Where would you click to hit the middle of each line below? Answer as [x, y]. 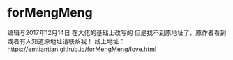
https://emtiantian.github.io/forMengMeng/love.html [82, 49]
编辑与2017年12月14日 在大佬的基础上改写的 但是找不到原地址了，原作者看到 [117, 32]
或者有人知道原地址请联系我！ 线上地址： [66, 41]
